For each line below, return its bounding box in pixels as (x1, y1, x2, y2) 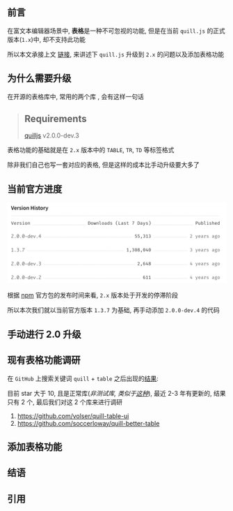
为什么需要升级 (7, 73, 72, 84)
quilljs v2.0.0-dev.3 (24, 131, 80, 140)
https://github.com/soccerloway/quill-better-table (17, 419, 160, 427)
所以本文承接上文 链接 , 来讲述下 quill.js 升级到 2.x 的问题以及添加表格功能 (7, 50, 225, 58)
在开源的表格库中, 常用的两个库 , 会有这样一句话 (7, 92, 144, 101)
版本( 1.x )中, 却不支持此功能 (7, 35, 86, 43)
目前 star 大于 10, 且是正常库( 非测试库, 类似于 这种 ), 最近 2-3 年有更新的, (7, 389, 212, 397)
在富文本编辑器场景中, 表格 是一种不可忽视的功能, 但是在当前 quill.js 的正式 (7, 27, 226, 35)
